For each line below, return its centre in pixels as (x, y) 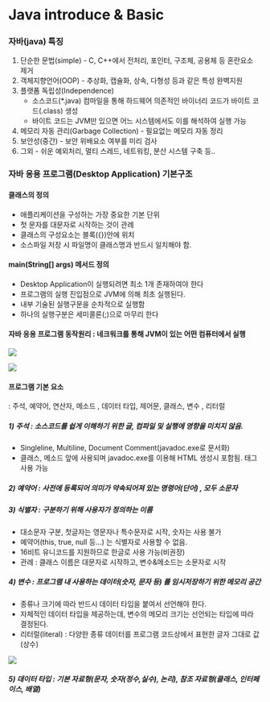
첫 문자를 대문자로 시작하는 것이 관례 (77, 224)
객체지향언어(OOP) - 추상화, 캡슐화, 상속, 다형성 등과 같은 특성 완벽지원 (131, 81)
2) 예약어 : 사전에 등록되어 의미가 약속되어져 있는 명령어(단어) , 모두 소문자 (123, 488)
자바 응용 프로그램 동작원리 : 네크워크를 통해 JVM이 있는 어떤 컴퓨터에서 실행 (127, 334)
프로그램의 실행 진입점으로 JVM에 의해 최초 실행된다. (103, 294)
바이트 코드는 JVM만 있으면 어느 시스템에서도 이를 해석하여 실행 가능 (139, 121)
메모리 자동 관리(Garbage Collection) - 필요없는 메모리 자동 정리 (121, 131)
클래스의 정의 (29, 195)
